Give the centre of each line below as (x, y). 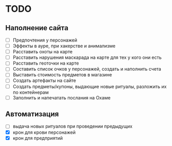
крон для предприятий (38, 138)
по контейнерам (31, 92)
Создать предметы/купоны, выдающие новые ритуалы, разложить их (90, 86)
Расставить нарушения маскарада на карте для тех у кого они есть (87, 57)
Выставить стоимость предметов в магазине (62, 75)
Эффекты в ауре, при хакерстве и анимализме (64, 46)
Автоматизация (32, 114)
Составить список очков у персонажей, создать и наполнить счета (87, 69)
